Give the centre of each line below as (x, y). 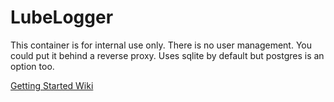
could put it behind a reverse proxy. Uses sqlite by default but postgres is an (167, 55)
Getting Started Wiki (52, 85)
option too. (32, 66)
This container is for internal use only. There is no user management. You (161, 45)
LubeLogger (62, 17)
